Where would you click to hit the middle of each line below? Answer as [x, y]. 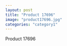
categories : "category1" [31, 24]
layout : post [19, 10]
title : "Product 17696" [30, 15]
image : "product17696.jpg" [34, 19]
